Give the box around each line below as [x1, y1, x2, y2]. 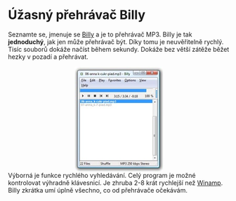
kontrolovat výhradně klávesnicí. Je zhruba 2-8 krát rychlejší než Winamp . [8, 179, 223, 187]
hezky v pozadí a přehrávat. [8, 53, 88, 61]
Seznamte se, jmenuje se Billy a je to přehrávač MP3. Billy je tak [8, 30, 192, 39]
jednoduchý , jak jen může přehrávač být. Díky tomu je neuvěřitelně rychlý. [8, 37, 224, 46]
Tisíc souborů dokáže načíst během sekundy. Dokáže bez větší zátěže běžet [8, 45, 230, 53]
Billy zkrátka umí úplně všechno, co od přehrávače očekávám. [8, 186, 188, 194]
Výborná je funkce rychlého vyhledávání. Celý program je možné [8, 171, 196, 179]
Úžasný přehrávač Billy [8, 7, 146, 23]
